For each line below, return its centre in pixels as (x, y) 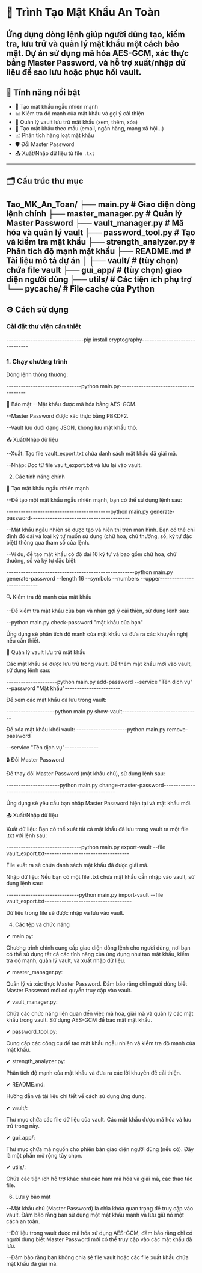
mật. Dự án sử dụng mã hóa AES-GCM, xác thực (98, 53)
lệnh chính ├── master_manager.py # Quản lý (94, 214)
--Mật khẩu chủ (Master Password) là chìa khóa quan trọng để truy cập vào (100, 1209)
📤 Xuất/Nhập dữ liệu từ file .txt (55, 153)
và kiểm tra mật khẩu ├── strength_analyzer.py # (101, 242)
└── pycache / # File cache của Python (80, 289)
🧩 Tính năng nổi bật (43, 92)
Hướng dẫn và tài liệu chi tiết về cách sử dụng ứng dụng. (76, 1096)
